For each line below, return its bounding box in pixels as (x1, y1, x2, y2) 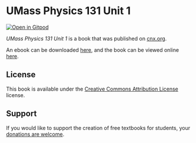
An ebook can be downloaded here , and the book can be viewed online (6, 46, 180, 54)
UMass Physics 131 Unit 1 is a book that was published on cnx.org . (6, 35, 167, 42)
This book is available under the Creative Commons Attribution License (6, 85, 178, 92)
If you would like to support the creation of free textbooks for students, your (6, 124, 190, 131)
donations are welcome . (6, 131, 65, 138)
